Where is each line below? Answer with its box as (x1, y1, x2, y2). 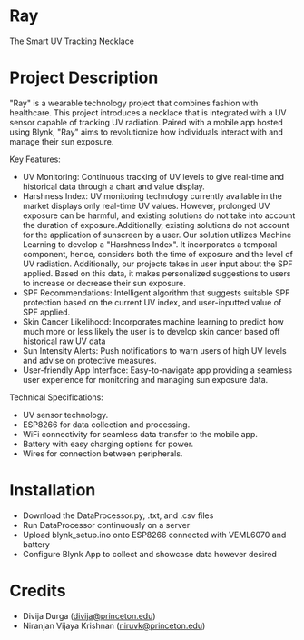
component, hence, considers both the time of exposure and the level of (22, 248, 293, 259)
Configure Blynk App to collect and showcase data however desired (22, 548, 277, 559)
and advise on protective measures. (22, 355, 157, 365)
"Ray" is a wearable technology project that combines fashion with (9, 97, 259, 108)
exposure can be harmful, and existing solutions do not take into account (22, 210, 296, 221)
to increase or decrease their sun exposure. (22, 277, 186, 288)
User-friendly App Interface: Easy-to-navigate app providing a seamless (22, 365, 293, 375)
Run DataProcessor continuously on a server (22, 519, 191, 530)
